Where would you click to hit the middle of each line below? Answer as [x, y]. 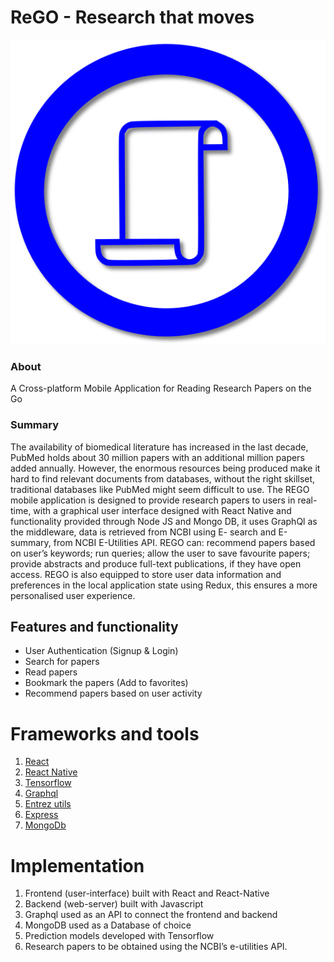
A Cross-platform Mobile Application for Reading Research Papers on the [161, 388]
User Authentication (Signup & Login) [101, 651]
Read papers [51, 672]
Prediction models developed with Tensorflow [119, 936]
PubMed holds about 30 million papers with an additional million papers [157, 457]
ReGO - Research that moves [132, 17]
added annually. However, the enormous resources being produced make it [165, 468]
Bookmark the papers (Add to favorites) [106, 683]
